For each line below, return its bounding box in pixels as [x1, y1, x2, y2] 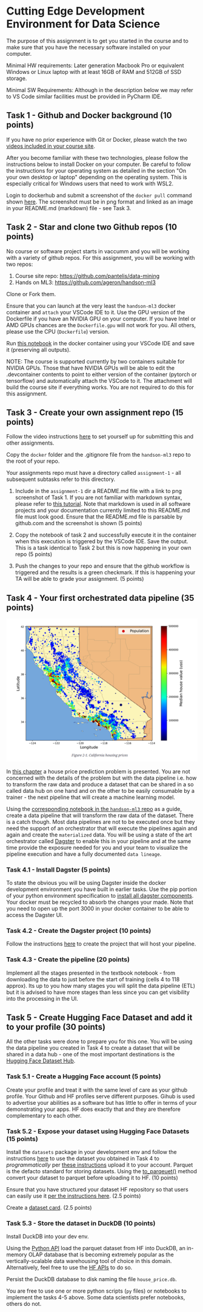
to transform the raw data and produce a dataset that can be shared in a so [6, 780, 194, 788]
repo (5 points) [15, 551, 53, 558]
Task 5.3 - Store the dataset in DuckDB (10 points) [6, 1219, 156, 1227]
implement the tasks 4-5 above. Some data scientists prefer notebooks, [6, 1294, 185, 1301]
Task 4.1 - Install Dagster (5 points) [6, 865, 111, 873]
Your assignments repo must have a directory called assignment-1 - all [6, 469, 182, 477]
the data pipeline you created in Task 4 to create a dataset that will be [6, 1044, 181, 1052]
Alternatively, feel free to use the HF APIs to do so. [6, 1264, 133, 1271]
